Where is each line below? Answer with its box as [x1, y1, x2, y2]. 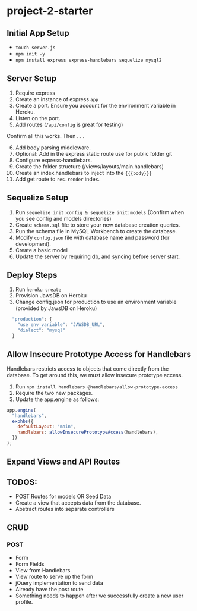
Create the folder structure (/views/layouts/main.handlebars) [15, 162, 164, 170]
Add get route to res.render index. [15, 176, 100, 183]
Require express [15, 89, 56, 96]
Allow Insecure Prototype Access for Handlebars [7, 349, 192, 359]
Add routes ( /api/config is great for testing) [15, 121, 123, 128]
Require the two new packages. [15, 389, 93, 396]
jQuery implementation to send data [15, 579, 103, 587]
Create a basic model [15, 246, 68, 253]
